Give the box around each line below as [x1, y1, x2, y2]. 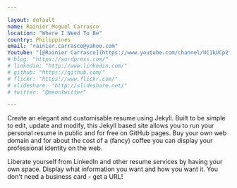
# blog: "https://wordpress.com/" [7, 56, 109, 63]
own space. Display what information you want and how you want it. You [7, 165, 219, 173]
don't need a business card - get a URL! [7, 173, 123, 181]
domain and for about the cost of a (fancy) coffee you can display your [7, 137, 213, 145]
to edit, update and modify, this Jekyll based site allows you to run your [7, 121, 214, 130]
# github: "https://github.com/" [7, 68, 106, 76]
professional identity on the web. [7, 144, 103, 152]
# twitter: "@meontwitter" [7, 89, 87, 96]
